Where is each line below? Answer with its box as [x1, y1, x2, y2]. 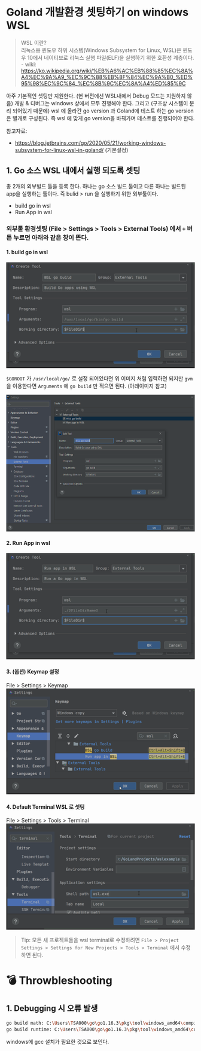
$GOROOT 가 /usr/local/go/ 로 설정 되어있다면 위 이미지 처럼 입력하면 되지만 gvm [6, 375, 193, 382]
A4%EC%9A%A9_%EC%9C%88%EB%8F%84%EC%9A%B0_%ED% [20, 73, 193, 81]
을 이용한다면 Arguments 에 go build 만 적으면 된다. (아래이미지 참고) [6, 382, 167, 389]
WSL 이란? [20, 39, 47, 46]
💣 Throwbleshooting [6, 974, 112, 988]
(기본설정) [105, 146, 129, 153]
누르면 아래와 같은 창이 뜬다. [13, 233, 89, 242]
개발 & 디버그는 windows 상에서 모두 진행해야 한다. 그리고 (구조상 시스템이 [14, 99, 188, 106]
